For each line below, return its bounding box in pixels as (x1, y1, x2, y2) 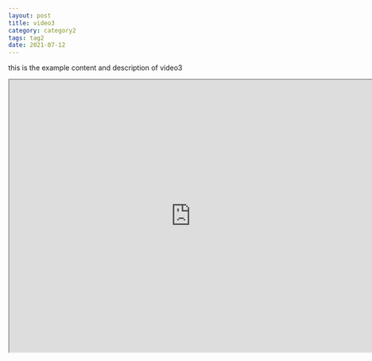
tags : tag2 (8, 33, 45, 42)
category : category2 (8, 26, 77, 34)
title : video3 (8, 19, 56, 27)
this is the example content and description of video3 (8, 63, 183, 72)
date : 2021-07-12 (8, 41, 66, 49)
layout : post (8, 11, 52, 20)
